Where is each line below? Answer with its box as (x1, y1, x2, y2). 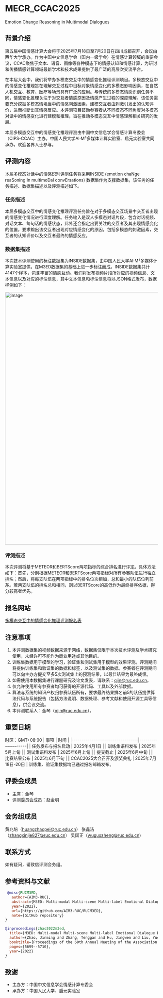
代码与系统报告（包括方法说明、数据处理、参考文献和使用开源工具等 (16, 696, 153, 701)
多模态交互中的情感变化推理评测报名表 (5, 617, 81, 624)
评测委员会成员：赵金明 (12, 797, 59, 802)
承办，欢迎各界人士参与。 (5, 141, 56, 147)
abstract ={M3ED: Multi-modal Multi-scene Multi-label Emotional (11, 899, 145, 904)
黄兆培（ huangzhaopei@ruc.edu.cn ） (5, 826, 81, 832)
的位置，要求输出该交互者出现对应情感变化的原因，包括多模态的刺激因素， (5, 226, 154, 232)
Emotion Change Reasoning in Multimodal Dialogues (5, 19, 110, 25)
